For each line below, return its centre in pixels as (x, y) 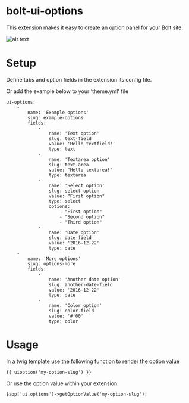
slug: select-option (74, 191)
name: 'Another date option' (84, 279)
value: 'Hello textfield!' (82, 144)
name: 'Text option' (74, 133)
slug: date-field (70, 238)
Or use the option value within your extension (62, 383)
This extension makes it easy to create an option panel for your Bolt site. (94, 27)
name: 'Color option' (75, 305)
